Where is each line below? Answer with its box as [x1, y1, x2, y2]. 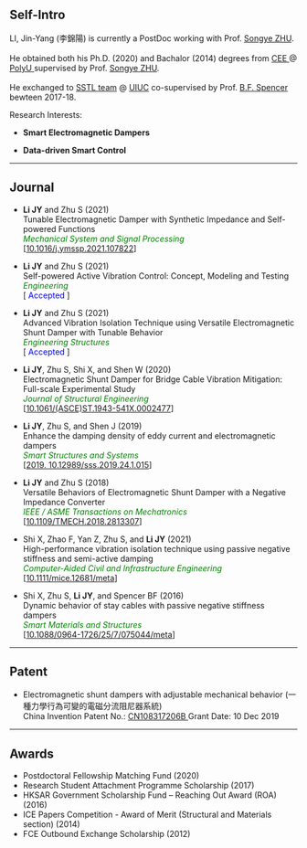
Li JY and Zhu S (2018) [22, 477, 110, 488]
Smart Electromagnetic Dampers [22, 127, 151, 138]
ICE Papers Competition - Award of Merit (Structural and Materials [22, 809, 272, 821]
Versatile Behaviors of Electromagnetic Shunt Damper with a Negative [22, 486, 286, 497]
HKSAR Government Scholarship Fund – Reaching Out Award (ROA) [22, 790, 277, 800]
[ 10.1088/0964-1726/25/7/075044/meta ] [22, 629, 175, 640]
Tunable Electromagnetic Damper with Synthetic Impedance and [22, 214, 266, 225]
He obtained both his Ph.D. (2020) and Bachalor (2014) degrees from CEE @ [9, 52, 298, 63]
